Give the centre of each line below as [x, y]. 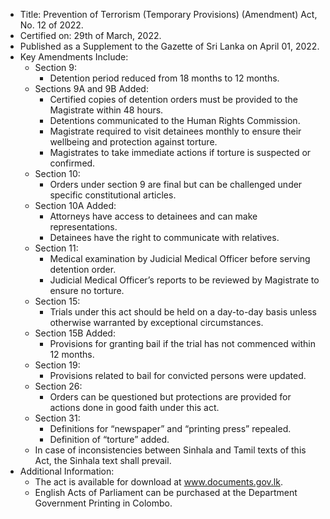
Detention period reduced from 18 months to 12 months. [164, 78]
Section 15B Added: [75, 333]
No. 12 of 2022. [51, 25]
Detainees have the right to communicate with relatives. [164, 237]
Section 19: [57, 365]
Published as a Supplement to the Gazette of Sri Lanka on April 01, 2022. [169, 46]
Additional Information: [67, 471]
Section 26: [58, 386]
